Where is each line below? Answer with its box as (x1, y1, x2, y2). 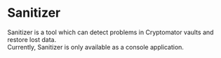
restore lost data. (7, 35, 57, 43)
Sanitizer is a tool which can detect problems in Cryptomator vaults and (7, 28, 214, 36)
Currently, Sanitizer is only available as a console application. (7, 43, 185, 51)
